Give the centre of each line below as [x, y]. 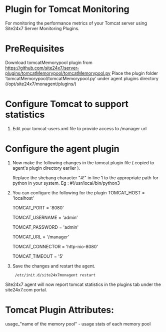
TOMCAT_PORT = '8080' [38, 208]
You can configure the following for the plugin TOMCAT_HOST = [78, 193]
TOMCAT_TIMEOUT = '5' [38, 256]
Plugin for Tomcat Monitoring [67, 9]
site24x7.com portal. [26, 289]
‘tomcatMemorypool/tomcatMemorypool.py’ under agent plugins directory [82, 78]
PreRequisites [35, 49]
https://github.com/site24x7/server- [42, 68]
